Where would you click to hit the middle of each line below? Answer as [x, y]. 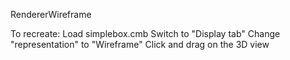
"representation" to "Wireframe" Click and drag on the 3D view [140, 44]
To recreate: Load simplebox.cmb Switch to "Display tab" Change [145, 33]
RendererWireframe [51, 14]
